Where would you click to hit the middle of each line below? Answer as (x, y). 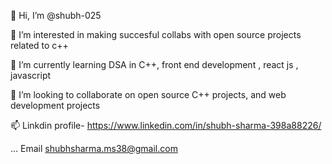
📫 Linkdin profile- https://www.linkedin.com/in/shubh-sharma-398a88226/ (166, 125)
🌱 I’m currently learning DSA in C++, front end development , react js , (154, 64)
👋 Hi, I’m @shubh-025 (56, 15)
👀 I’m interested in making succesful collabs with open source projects (156, 34)
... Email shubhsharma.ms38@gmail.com (94, 148)
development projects (55, 105)
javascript (31, 75)
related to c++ (39, 45)
